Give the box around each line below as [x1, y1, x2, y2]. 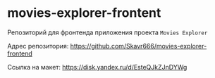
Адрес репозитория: [7, 41, 69, 50]
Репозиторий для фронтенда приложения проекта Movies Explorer [7, 28, 208, 37]
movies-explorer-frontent [7, 5, 161, 21]
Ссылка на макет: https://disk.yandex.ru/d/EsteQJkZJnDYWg [7, 63, 188, 71]
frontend [7, 49, 33, 58]
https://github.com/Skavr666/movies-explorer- [70, 41, 207, 50]
